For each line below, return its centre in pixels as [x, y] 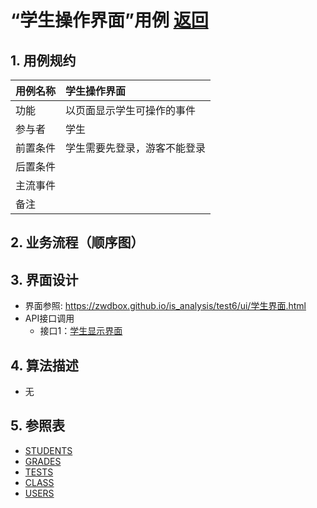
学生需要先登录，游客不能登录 [136, 148]
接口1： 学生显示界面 [81, 331]
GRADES [43, 461]
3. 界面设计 [44, 279]
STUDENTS [48, 450]
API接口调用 [49, 318]
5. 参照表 [37, 426]
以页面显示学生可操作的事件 [131, 110]
